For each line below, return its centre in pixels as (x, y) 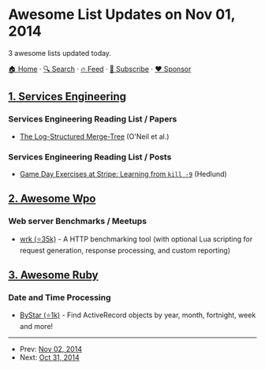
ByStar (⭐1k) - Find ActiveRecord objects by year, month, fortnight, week (138, 315)
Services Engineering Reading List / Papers (93, 119)
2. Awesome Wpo (52, 199)
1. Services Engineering (67, 97)
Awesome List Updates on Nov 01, (121, 15)
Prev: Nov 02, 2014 (51, 349)
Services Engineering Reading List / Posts (90, 157)
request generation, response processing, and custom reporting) (125, 250)
